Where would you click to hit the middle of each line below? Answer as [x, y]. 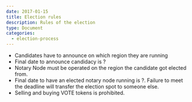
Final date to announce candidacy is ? [60, 62]
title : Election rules [34, 17]
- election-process [35, 39]
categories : [20, 33]
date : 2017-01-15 [27, 11]
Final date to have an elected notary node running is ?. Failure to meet [99, 80]
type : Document [25, 28]
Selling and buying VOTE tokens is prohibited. [69, 93]
